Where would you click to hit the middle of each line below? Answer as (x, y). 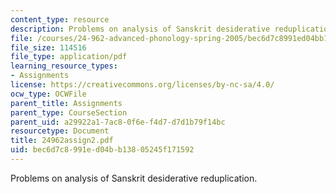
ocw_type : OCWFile (48, 94)
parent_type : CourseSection (69, 112)
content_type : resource (60, 19)
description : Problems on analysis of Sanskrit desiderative (140, 29)
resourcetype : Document (60, 131)
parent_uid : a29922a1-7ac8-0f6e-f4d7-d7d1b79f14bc (118, 122)
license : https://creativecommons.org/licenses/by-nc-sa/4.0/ (142, 85)
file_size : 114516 (48, 47)
